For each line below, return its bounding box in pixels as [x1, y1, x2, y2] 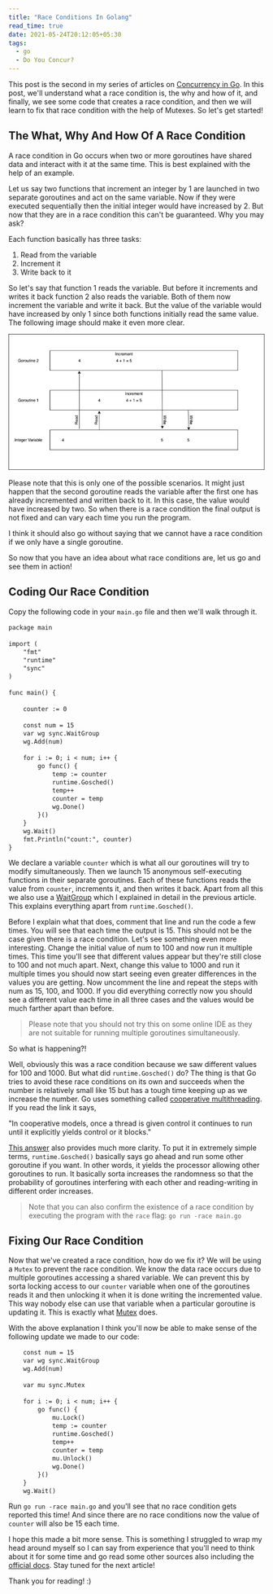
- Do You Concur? [15, 56, 75, 64]
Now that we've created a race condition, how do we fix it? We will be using [8, 1255, 262, 1266]
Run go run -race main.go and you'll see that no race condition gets [8, 1501, 237, 1511]
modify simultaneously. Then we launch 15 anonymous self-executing [8, 866, 242, 876]
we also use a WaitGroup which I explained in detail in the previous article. [8, 892, 257, 902]
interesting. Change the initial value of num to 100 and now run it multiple [8, 942, 253, 952]
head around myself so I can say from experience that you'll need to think [8, 1544, 255, 1553]
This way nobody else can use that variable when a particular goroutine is [8, 1299, 256, 1309]
